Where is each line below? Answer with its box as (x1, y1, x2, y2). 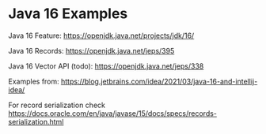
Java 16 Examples (8, 5, 128, 23)
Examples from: (8, 76, 59, 86)
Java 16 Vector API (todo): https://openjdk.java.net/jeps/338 (8, 61, 204, 71)
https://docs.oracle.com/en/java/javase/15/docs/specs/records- (8, 108, 218, 118)
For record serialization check (8, 100, 105, 110)
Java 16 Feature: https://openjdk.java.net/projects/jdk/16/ (8, 31, 195, 40)
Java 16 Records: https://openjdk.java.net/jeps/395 (8, 46, 175, 55)
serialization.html (8, 117, 64, 126)
